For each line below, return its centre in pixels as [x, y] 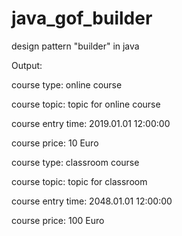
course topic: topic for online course [86, 104]
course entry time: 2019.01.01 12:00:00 [91, 123]
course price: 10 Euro [55, 143]
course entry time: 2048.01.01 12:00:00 [92, 201]
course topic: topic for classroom [79, 181]
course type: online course [67, 84]
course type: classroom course [75, 162]
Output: [27, 65]
